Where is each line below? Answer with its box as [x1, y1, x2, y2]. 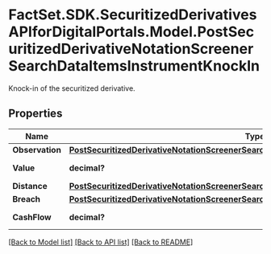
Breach [12, 193, 41, 204]
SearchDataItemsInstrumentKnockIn [8, 57, 261, 76]
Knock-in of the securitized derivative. [8, 83, 135, 93]
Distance [12, 180, 48, 191]
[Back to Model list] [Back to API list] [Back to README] [8, 237, 194, 247]
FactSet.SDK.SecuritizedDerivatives [8, 6, 257, 24]
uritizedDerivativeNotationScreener [8, 40, 254, 58]
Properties [8, 107, 63, 121]
